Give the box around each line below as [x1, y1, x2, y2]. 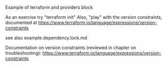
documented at [5, 20, 37, 25]
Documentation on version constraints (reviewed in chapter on [5, 45, 136, 50]
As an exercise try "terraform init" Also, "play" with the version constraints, [5, 14, 162, 20]
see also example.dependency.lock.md [5, 35, 88, 41]
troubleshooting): [5, 50, 42, 56]
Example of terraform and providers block [5, 5, 93, 10]
